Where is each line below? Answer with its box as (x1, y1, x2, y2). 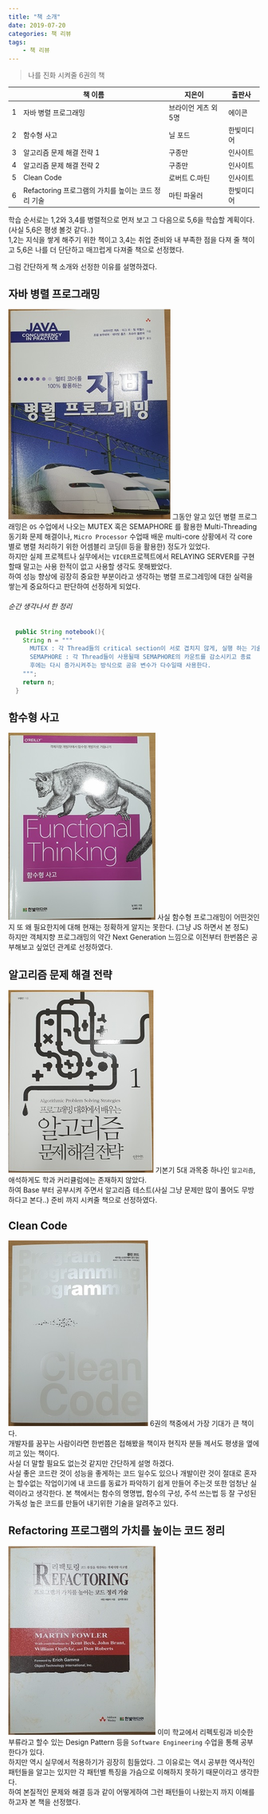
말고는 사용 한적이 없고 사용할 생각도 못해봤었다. (22, 562, 172, 571)
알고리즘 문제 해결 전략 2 (23, 160, 100, 170)
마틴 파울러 (168, 191, 203, 200)
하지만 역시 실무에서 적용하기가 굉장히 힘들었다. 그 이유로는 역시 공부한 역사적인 (8, 1757, 255, 1767)
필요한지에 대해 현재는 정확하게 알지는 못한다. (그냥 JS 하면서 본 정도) (33, 923, 249, 932)
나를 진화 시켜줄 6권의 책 (27, 70, 105, 80)
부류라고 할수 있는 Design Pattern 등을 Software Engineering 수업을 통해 (8, 1737, 239, 1747)
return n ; (22, 678, 56, 686)
